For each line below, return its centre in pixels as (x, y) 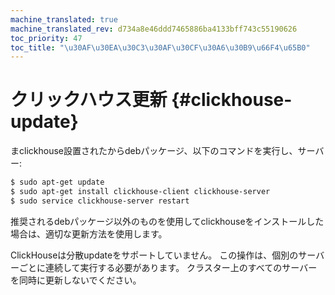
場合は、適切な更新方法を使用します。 (89, 233)
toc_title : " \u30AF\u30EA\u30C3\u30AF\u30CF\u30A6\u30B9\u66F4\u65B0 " (160, 47)
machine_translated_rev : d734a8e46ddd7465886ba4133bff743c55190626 (154, 29)
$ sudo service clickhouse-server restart (100, 201)
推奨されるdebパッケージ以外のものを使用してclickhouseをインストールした (167, 221)
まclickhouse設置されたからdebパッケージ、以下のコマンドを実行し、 (154, 151)
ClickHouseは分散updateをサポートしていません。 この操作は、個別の (154, 255)
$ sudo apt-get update (57, 182)
